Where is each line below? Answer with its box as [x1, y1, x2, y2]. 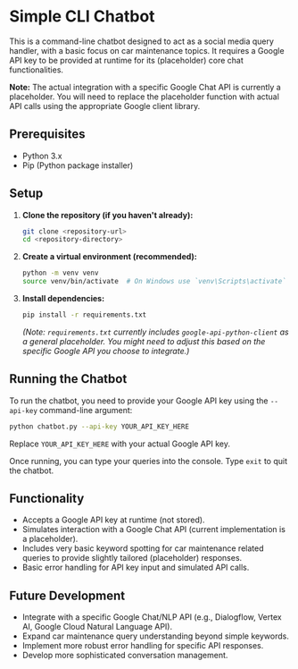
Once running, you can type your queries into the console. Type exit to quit [9, 455, 288, 466]
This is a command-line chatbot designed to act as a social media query [9, 36, 275, 47]
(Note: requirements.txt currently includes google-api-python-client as [21, 326, 289, 337]
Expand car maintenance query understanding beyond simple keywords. [21, 631, 290, 641]
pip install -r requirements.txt [21, 310, 147, 319]
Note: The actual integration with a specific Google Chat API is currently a [9, 81, 281, 92]
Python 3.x [21, 150, 62, 161]
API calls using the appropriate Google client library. [9, 100, 201, 111]
